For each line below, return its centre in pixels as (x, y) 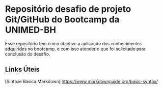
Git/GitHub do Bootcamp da (62, 19)
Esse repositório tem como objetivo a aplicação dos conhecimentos (74, 43)
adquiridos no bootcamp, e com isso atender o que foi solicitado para (75, 49)
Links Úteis (23, 70)
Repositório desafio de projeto (68, 9)
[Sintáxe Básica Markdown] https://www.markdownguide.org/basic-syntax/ (81, 81)
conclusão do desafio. (27, 54)
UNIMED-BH (31, 30)
